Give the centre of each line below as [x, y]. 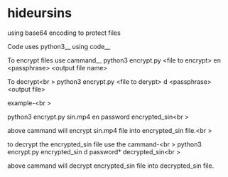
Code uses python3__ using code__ [59, 46]
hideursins [40, 13]
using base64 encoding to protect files [64, 33]
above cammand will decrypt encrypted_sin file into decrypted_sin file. [111, 166]
